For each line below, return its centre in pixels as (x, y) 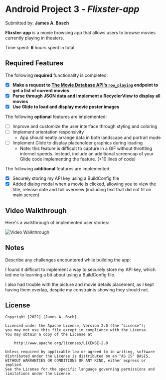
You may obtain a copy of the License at (49, 334)
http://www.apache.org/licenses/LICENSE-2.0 (61, 343)
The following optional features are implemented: (56, 117)
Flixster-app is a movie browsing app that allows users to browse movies (81, 32)
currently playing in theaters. (35, 38)
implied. (14, 365)
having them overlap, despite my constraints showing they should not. (77, 289)
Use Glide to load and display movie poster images (66, 107)
